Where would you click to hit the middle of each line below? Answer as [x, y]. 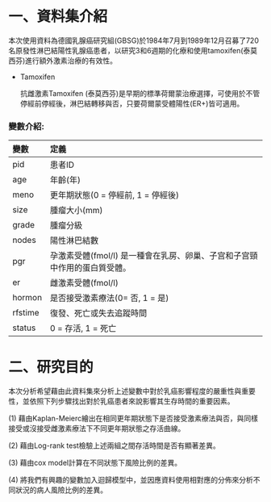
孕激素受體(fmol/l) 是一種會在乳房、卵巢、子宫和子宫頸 [154, 256]
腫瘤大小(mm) [76, 211]
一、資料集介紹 [58, 17]
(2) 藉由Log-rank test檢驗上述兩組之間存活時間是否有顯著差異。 [114, 446]
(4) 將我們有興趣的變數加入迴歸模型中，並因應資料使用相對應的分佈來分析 [131, 480]
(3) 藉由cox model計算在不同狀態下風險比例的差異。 [95, 463]
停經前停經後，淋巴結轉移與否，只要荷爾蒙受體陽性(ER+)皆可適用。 [132, 103]
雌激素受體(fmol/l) [84, 283]
